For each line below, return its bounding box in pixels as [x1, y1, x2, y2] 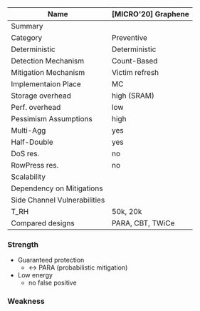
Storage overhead [11, 91, 71, 101]
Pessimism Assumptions [11, 114, 93, 123]
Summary [11, 21, 44, 31]
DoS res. [11, 149, 40, 158]
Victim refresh [111, 68, 159, 77]
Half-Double [11, 137, 53, 147]
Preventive [111, 33, 148, 42]
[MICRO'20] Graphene [111, 9, 190, 19]
